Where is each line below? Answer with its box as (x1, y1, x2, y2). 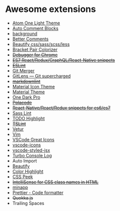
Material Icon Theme (12, 83, 55, 89)
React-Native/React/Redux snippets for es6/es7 (12, 105, 111, 111)
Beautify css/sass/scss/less (12, 41, 70, 47)
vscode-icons (12, 142, 41, 148)
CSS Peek (12, 174, 33, 180)
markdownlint (12, 78, 41, 84)
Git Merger (12, 67, 35, 73)
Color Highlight (12, 168, 44, 174)
